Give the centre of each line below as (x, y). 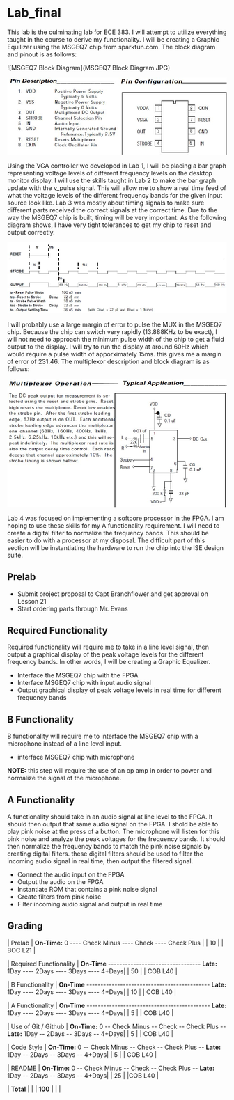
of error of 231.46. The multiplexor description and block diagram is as (109, 362)
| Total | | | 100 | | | (34, 1089)
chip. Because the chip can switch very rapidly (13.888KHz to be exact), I (112, 332)
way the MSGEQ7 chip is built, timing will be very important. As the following (117, 218)
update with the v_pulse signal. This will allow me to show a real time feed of (117, 188)
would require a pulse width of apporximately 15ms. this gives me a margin (114, 354)
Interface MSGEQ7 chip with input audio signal (84, 683)
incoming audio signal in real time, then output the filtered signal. (100, 861)
